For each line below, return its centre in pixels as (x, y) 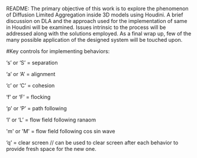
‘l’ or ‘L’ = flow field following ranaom (51, 120)
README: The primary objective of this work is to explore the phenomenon (97, 9)
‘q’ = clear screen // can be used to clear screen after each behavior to (92, 143)
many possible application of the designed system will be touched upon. (94, 40)
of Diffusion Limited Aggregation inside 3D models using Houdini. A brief (95, 15)
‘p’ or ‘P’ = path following (36, 108)
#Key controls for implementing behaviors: (58, 51)
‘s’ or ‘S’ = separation (32, 62)
